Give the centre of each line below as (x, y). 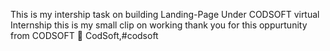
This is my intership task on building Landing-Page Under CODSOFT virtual (165, 14)
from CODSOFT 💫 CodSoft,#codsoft (84, 35)
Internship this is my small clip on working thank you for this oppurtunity (159, 25)
